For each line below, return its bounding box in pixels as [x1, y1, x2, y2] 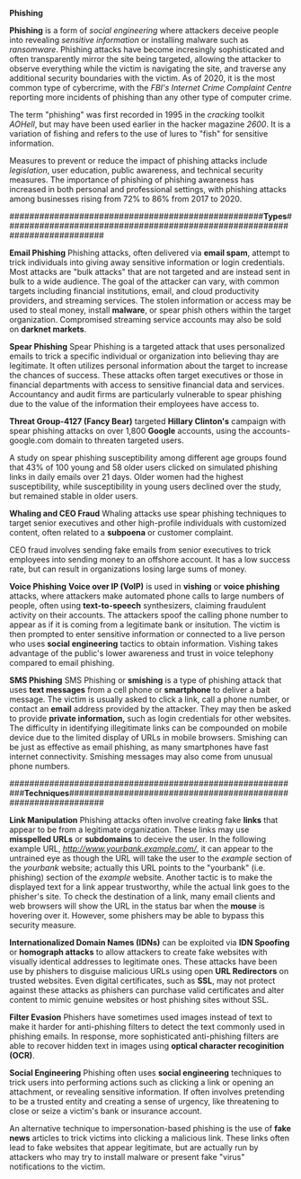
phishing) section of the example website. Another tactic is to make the [9, 872, 273, 882]
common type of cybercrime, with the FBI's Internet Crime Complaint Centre [9, 83, 292, 93]
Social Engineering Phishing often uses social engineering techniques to [9, 1068, 282, 1077]
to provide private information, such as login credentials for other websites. [9, 714, 292, 723]
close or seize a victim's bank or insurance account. [9, 1105, 202, 1116]
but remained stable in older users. [9, 491, 138, 501]
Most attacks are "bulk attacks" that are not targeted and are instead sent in [9, 267, 290, 277]
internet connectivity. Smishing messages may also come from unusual [9, 751, 273, 762]
